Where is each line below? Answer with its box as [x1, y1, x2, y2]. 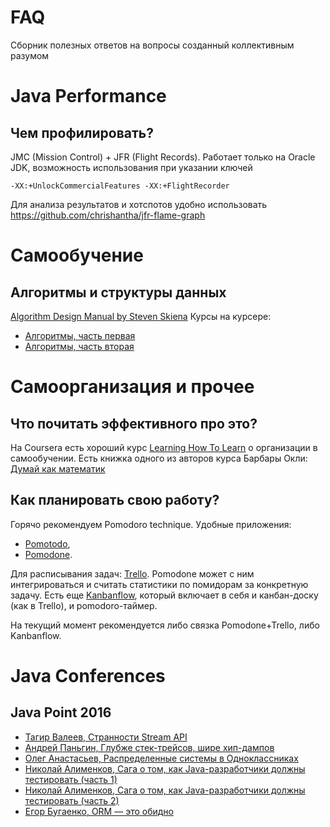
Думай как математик [10, 462, 106, 475]
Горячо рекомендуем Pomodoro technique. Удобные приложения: [10, 518, 292, 530]
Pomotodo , [24, 537, 71, 550]
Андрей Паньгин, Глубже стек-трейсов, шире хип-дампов [24, 741, 275, 753]
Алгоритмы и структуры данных [10, 284, 227, 301]
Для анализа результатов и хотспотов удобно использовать [10, 198, 268, 210]
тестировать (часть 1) [24, 773, 118, 785]
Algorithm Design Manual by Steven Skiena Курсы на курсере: [10, 310, 272, 322]
